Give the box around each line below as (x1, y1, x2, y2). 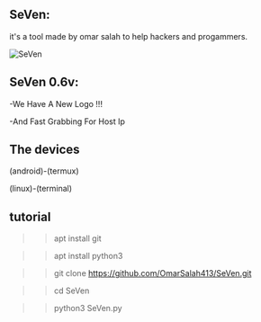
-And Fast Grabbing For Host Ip (9, 116, 126, 127)
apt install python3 (53, 251, 123, 262)
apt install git (53, 233, 102, 244)
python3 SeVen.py (53, 303, 123, 314)
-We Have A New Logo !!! (9, 98, 103, 109)
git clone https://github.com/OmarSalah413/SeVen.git (53, 268, 252, 279)
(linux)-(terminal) (9, 183, 73, 194)
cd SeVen (53, 285, 90, 296)
